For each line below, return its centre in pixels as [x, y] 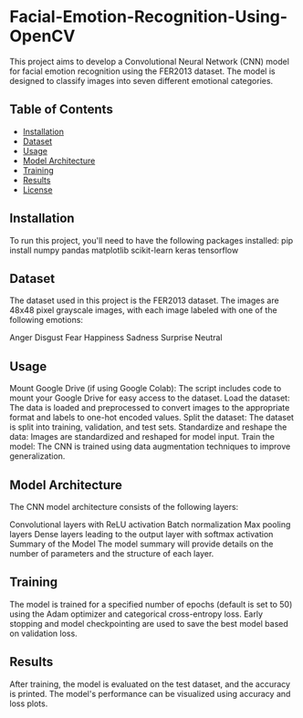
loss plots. [29, 703]
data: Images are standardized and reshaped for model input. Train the [142, 437]
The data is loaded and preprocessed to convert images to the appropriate [150, 408]
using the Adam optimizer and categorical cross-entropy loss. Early [136, 614]
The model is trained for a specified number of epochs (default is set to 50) [151, 604]
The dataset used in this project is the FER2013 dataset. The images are [145, 301]
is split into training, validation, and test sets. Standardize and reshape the [148, 427]
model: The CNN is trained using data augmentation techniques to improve [150, 447]
